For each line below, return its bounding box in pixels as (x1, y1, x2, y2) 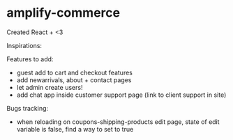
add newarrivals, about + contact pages (16, 75, 132, 84)
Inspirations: (6, 41, 43, 49)
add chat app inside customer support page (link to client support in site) (16, 91, 227, 99)
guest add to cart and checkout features (16, 68, 133, 77)
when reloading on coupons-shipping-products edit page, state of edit (16, 117, 220, 126)
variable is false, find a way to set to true (16, 125, 134, 133)
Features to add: (6, 54, 54, 63)
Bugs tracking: (6, 104, 49, 112)
